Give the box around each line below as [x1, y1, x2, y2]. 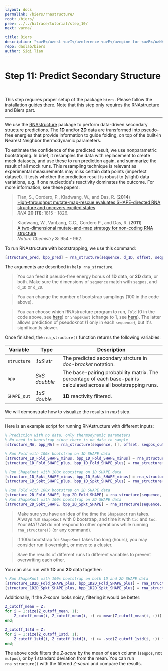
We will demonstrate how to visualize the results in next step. [5, 409, 131, 415]
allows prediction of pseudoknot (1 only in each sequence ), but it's [17, 319, 152, 325]
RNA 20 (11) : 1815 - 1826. [17, 210, 69, 216]
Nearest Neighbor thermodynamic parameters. [5, 137, 101, 143]
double [35, 396, 52, 403]
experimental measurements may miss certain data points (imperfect [5, 168, 147, 174]
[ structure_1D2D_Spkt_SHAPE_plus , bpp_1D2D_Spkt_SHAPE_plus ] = [5, 585, 140, 590]
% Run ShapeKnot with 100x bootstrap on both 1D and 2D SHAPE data [5, 576, 149, 581]
